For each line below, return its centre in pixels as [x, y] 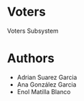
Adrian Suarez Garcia [47, 77]
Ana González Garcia [46, 84]
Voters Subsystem [33, 31]
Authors [31, 58]
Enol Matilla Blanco [44, 91]
